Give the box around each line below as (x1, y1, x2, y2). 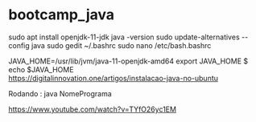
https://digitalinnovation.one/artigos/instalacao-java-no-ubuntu (8, 73, 219, 83)
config (8, 40, 30, 50)
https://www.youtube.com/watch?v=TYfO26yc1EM (8, 104, 177, 114)
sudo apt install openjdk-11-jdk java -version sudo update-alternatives (8, 32, 240, 42)
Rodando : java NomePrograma (8, 88, 113, 98)
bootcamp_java (8, 6, 115, 24)
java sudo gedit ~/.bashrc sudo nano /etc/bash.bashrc (31, 40, 212, 50)
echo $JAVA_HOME (8, 64, 74, 74)
